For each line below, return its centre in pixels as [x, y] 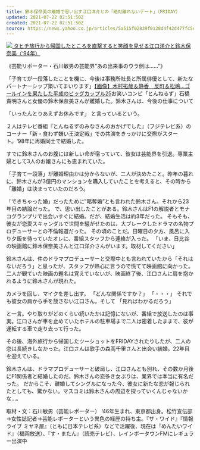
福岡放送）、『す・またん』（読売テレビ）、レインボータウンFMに [96, 434]
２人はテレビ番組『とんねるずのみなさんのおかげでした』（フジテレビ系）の [99, 126]
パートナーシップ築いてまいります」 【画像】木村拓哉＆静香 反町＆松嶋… [96, 86]
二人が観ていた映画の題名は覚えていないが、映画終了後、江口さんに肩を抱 [97, 274]
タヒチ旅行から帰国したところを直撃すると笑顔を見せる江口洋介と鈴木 [99, 46]
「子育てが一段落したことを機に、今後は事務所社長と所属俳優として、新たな [100, 79]
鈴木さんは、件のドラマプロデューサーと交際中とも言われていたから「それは [100, 259]
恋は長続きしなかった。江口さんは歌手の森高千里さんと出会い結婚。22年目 [98, 349]
